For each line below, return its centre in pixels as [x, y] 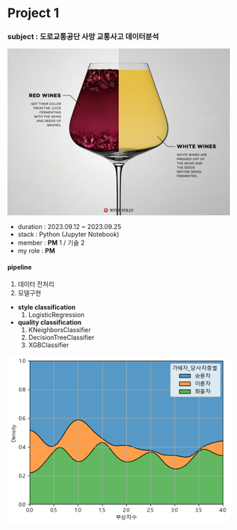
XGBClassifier [48, 345]
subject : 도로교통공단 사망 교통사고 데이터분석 [83, 37]
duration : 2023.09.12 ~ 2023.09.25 [69, 227]
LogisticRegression [56, 314]
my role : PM [36, 251]
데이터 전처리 [36, 284]
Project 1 [33, 13]
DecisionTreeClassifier [61, 337]
